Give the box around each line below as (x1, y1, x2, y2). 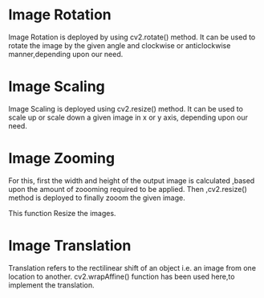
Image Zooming (8, 149, 115, 168)
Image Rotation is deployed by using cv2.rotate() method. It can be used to (8, 32, 256, 42)
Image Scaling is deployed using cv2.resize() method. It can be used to (8, 104, 243, 113)
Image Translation (8, 237, 132, 255)
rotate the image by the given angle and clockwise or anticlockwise (8, 40, 231, 50)
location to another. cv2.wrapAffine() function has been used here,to (8, 271, 235, 281)
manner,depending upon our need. (8, 49, 124, 59)
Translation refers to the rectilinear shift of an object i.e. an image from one (8, 263, 257, 272)
